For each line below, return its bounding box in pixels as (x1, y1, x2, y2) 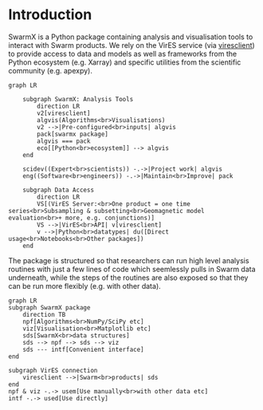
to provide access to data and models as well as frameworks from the (8, 49, 237, 58)
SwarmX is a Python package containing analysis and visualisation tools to (8, 32, 253, 41)
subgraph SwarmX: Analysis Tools (22, 95, 134, 103)
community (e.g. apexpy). (8, 65, 93, 75)
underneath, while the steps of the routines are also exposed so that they (8, 273, 249, 282)
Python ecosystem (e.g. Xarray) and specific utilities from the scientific (8, 57, 241, 67)
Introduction (8, 6, 92, 24)
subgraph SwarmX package (8, 303, 91, 312)
